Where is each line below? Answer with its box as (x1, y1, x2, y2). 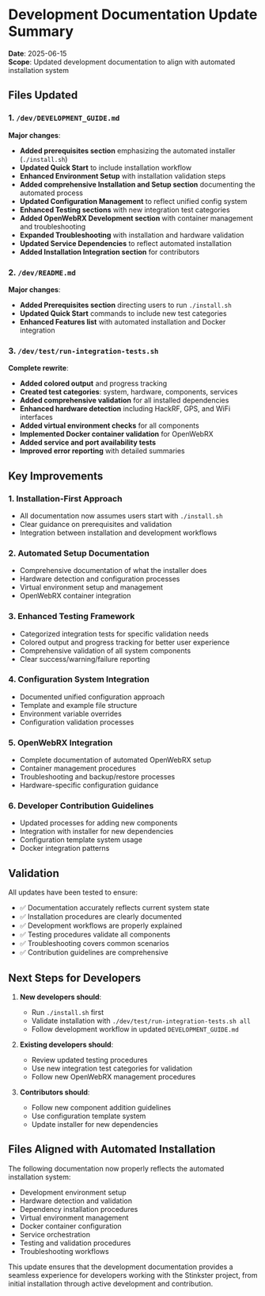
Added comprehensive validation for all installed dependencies (19, 395, 229, 406)
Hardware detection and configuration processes (19, 574, 180, 584)
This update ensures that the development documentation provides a (8, 1262, 233, 1271)
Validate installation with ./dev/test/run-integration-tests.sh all (31, 1016, 251, 1025)
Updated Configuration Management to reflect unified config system (19, 196, 248, 206)
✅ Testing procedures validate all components (19, 930, 171, 940)
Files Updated (8, 89, 78, 102)
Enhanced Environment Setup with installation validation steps (19, 171, 226, 180)
